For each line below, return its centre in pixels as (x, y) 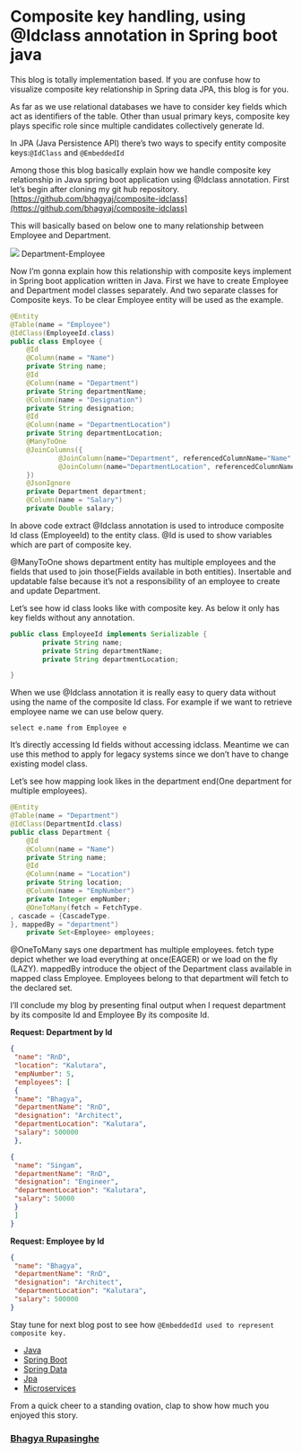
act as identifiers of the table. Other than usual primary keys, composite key (150, 116)
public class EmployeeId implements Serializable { (108, 634)
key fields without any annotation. (73, 617)
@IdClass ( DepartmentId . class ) (67, 824)
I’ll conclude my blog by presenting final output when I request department (148, 1006)
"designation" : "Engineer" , (66, 1182)
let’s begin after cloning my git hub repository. (95, 189)
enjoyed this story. (44, 1415)
